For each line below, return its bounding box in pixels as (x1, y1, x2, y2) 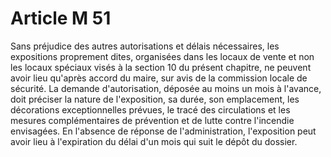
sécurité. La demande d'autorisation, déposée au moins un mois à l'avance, (10, 82, 322, 94)
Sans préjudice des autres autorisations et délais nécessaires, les (10, 40, 280, 52)
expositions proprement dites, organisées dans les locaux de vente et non (10, 50, 315, 62)
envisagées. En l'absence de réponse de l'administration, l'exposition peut (10, 125, 317, 137)
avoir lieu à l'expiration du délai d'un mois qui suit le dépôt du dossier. (10, 135, 298, 147)
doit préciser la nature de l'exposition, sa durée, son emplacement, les (10, 93, 300, 105)
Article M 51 (10, 7, 112, 30)
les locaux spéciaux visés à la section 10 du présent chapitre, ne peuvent (10, 61, 312, 73)
